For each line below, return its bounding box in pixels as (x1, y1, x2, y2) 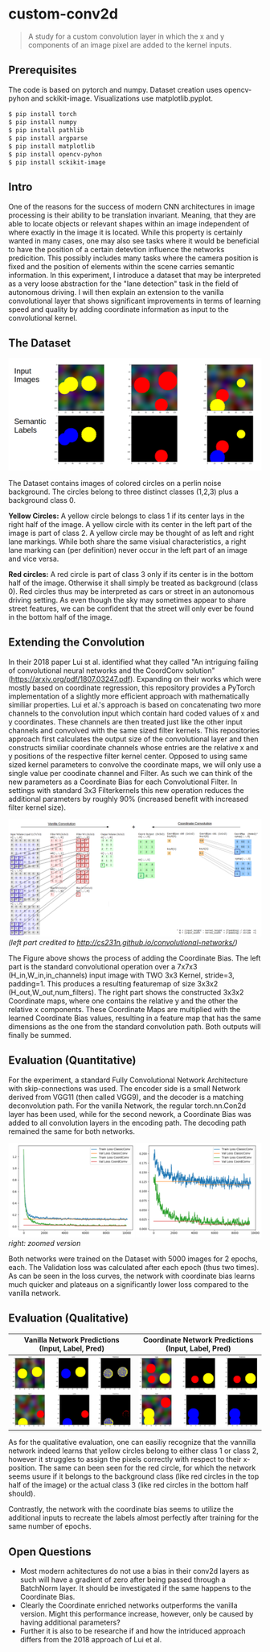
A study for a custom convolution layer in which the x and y (27, 31, 225, 41)
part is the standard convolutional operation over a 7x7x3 (8, 961, 198, 971)
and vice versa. (8, 554, 59, 563)
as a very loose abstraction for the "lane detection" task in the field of (8, 279, 239, 288)
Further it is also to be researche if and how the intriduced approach (19, 1625, 246, 1636)
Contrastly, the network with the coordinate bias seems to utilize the (8, 1505, 235, 1514)
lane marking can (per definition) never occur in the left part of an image (8, 545, 247, 554)
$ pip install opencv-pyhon (8, 150, 103, 158)
